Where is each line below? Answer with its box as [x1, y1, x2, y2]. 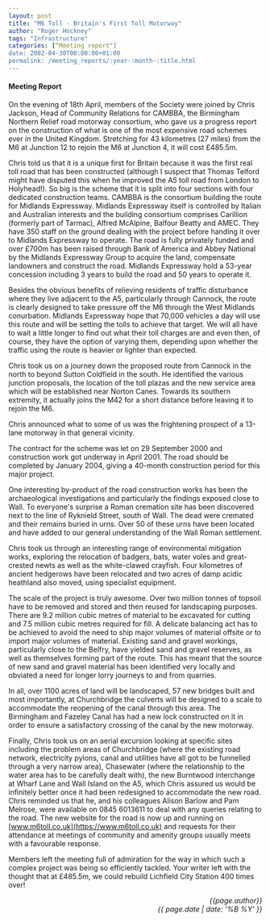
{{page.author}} [209, 896, 263, 906]
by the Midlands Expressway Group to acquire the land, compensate [8, 252, 235, 262]
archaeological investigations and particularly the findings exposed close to [8, 494, 260, 503]
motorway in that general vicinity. [23, 428, 135, 438]
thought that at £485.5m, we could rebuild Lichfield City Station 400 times [8, 872, 255, 882]
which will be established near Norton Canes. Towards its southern [8, 386, 231, 396]
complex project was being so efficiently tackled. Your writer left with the [8, 863, 251, 873]
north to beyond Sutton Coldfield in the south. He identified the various [8, 369, 244, 379]
